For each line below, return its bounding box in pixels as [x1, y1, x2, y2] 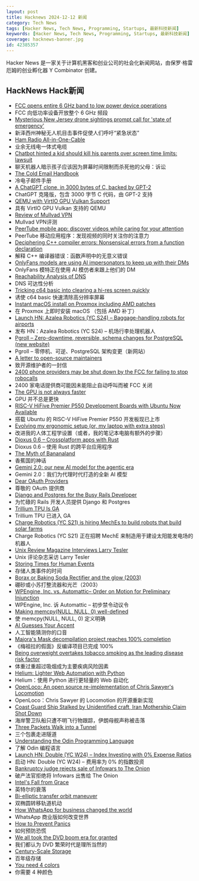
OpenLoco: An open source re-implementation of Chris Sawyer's [14, 683, 174, 690]
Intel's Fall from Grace [14, 778, 70, 786]
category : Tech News [6, 20, 58, 26]
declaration [14, 245, 43, 252]
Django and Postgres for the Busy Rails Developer [14, 491, 137, 498]
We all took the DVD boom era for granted [14, 833, 118, 841]
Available [14, 408, 37, 415]
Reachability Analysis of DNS [14, 273, 86, 280]
